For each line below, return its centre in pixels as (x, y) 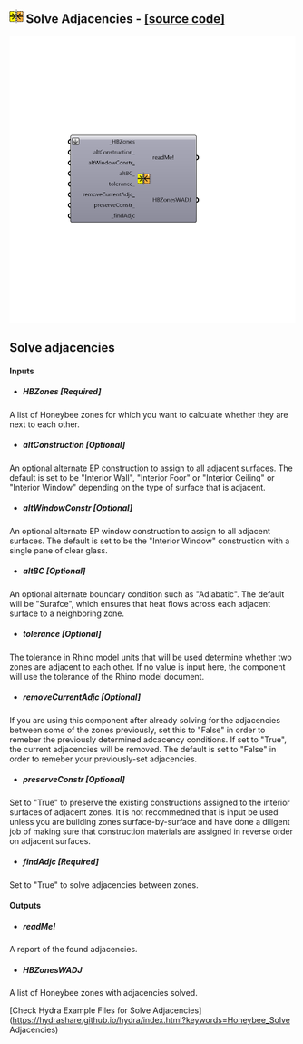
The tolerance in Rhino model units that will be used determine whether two (151, 657)
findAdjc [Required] (61, 862)
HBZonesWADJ (53, 969)
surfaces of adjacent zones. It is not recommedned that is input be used (144, 812)
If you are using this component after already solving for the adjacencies (145, 720)
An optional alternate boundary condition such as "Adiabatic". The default (147, 594)
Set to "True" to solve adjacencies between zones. (104, 885)
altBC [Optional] (54, 571)
